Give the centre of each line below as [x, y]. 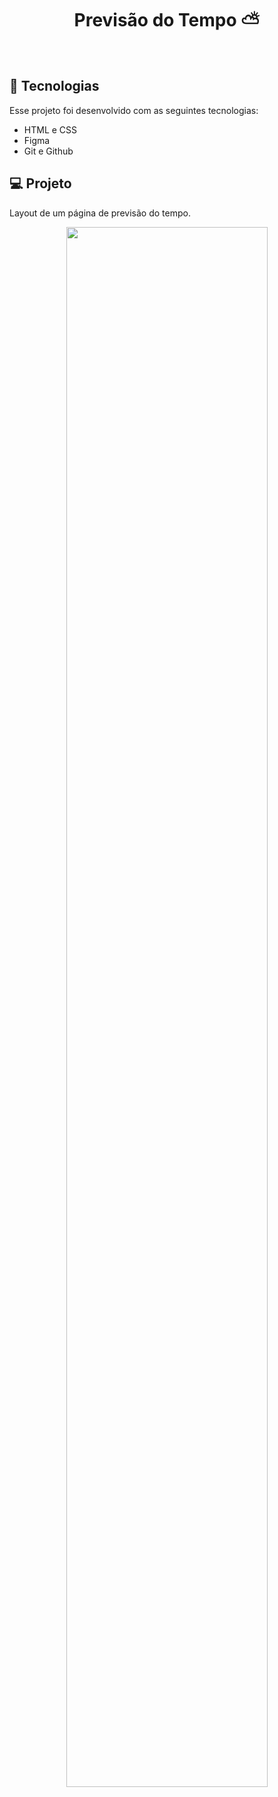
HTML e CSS [50, 129]
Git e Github [48, 151]
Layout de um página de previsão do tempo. [100, 213]
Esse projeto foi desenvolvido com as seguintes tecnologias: [134, 110]
